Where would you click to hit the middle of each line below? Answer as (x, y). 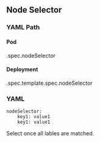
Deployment (22, 69)
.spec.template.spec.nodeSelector (49, 83)
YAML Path (23, 27)
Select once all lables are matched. (50, 133)
